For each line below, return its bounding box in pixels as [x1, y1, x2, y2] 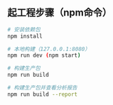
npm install [7, 33, 43, 40]
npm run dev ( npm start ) [7, 52, 81, 59]
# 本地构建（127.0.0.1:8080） [7, 45, 90, 52]
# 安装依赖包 [7, 26, 41, 33]
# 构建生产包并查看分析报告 [7, 84, 78, 92]
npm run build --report [7, 91, 78, 98]
